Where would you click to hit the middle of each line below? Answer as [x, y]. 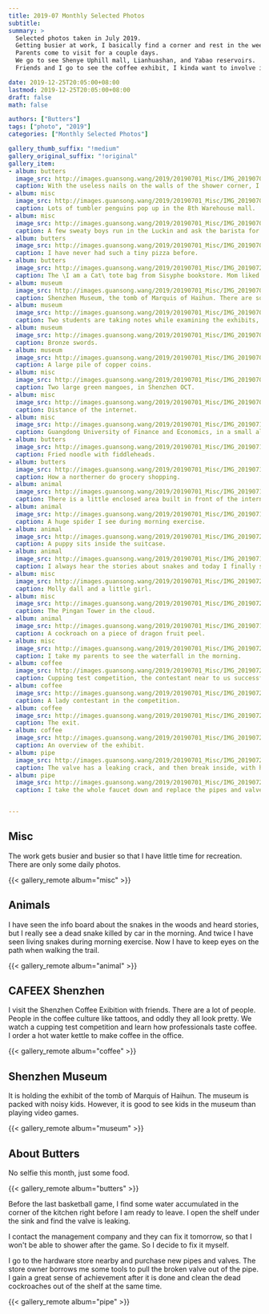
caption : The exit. [48, 723]
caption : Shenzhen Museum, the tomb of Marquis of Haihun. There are [134, 298]
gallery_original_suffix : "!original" [73, 156]
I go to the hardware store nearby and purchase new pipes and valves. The [132, 1261]
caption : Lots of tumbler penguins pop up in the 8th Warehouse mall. [136, 209]
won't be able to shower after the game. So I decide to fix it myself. [119, 1245]
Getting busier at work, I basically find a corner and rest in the [132, 46]
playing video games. [44, 1113]
